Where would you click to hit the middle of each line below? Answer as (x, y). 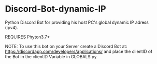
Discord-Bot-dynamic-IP (56, 9)
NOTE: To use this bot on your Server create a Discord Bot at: (66, 46)
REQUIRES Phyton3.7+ (28, 37)
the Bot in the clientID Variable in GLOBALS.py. (51, 56)
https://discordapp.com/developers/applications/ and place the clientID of (79, 51)
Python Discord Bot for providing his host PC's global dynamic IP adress (77, 22)
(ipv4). (12, 27)
